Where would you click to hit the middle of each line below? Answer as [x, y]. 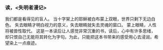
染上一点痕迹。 [24, 43]
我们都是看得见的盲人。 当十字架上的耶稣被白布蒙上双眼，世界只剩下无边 [78, 19]
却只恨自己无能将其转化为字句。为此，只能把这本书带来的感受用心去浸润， [80, 37]
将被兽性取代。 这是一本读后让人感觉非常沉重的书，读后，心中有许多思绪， [80, 31]
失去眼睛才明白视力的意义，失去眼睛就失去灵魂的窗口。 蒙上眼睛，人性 [85, 25]
